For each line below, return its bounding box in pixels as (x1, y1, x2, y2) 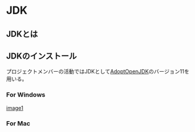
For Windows (6, 91, 46, 99)
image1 (6, 104, 24, 111)
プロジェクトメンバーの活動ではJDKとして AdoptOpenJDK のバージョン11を (6, 68, 190, 75)
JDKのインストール (6, 51, 78, 61)
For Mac (6, 119, 31, 127)
